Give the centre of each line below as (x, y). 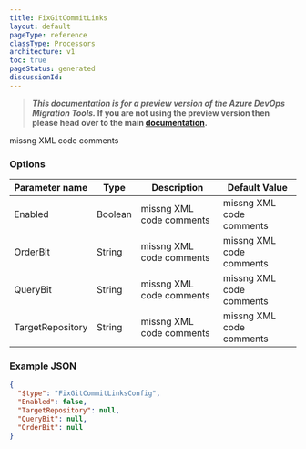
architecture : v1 (42, 52)
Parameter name (51, 188)
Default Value (258, 188)
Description (178, 188)
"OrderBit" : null (51, 427)
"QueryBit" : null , (53, 419)
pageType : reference (49, 35)
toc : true (28, 60)
